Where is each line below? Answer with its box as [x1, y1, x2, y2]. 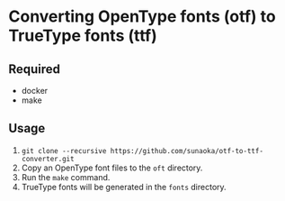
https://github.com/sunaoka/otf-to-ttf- [110, 146, 264, 155]
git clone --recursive [21, 146, 107, 155]
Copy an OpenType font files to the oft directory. [21, 162, 203, 173]
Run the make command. [21, 171, 111, 182]
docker [21, 86, 49, 96]
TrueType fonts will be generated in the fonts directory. [21, 181, 227, 192]
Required [8, 61, 60, 77]
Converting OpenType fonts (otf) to [8, 6, 276, 27]
